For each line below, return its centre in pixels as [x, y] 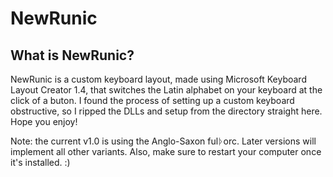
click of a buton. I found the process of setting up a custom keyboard [152, 100]
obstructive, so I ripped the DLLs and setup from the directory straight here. [166, 111]
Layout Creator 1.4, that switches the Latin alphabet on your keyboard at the [166, 90]
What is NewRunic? [72, 55]
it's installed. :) [40, 162]
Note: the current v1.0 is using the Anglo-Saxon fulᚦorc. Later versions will [163, 141]
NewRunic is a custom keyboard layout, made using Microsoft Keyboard [158, 79]
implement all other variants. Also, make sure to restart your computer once [166, 151]
